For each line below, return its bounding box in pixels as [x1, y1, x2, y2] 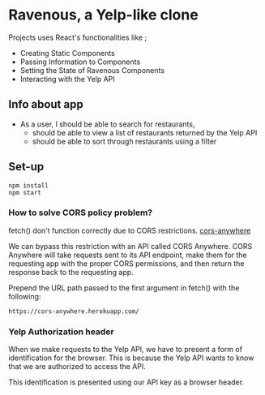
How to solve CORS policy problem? [8, 207, 152, 218]
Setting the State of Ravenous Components [19, 65, 165, 75]
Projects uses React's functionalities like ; [8, 32, 147, 42]
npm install [8, 181, 49, 190]
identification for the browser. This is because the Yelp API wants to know [8, 353, 254, 363]
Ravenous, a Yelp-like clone [8, 6, 199, 24]
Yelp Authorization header [8, 326, 115, 337]
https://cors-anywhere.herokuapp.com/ [8, 307, 139, 316]
